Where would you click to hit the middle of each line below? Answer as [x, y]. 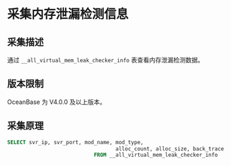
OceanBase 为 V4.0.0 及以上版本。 [56, 102]
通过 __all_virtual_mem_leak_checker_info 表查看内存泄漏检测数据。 [105, 60]
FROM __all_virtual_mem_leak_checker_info [156, 155]
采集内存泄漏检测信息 [68, 14]
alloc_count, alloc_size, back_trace [170, 149]
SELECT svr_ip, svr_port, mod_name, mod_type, [75, 142]
